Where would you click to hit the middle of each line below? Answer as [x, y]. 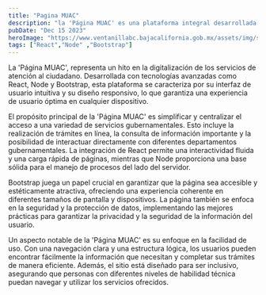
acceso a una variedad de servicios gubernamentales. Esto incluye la [121, 125]
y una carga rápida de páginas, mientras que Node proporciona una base [127, 159]
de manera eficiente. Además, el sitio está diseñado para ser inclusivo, [123, 266]
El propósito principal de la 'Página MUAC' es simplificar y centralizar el [125, 117]
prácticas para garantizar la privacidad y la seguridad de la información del [131, 216]
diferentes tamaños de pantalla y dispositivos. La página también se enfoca [131, 200]
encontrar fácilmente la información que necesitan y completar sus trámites [132, 257]
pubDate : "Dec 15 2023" [47, 30]
